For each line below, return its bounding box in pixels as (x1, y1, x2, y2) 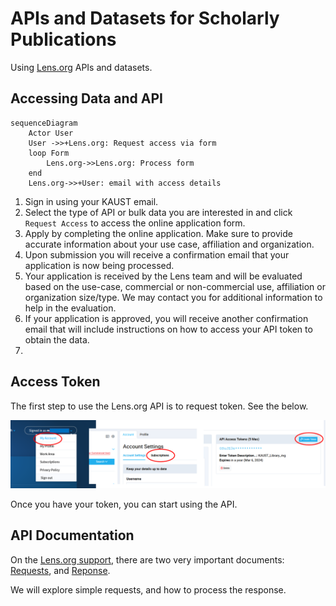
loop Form (28, 148, 70, 158)
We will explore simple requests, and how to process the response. (10, 583, 287, 596)
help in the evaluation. (24, 302, 117, 314)
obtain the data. (24, 333, 90, 346)
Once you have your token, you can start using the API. (10, 498, 238, 510)
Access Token (10, 373, 101, 391)
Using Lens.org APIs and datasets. (10, 61, 153, 73)
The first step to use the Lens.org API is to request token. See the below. (10, 400, 309, 412)
